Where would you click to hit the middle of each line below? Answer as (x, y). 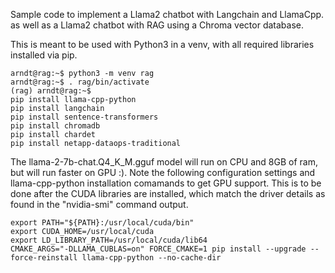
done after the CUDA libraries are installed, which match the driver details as (168, 193)
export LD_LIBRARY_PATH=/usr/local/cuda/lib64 (109, 240)
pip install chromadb (55, 126)
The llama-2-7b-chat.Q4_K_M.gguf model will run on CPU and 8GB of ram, (164, 162)
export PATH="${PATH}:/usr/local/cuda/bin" (102, 223)
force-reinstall (44, 258)
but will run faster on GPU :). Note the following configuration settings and (163, 172)
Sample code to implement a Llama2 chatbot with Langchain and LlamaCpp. (167, 14)
